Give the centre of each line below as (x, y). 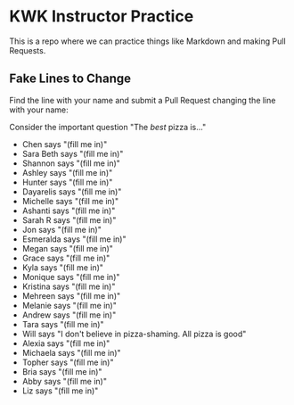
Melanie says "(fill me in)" (69, 305)
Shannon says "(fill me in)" (71, 163)
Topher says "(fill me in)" (68, 362)
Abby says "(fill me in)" (64, 381)
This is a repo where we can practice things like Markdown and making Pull (148, 41)
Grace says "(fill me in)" (66, 258)
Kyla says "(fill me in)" (63, 267)
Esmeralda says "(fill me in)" (74, 239)
